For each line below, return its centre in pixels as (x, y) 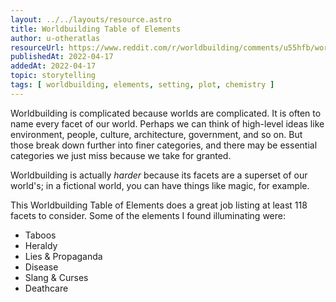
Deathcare (46, 288)
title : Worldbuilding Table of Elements (96, 29)
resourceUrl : (37, 47)
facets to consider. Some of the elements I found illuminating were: (148, 215)
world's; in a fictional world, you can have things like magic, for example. (160, 185)
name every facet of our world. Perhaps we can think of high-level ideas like (167, 123)
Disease (41, 267)
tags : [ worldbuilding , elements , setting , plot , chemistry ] (142, 85)
